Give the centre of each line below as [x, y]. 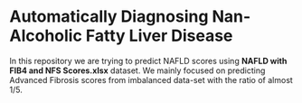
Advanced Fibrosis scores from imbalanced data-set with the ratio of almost [151, 80]
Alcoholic [46, 36]
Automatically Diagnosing [109, 17]
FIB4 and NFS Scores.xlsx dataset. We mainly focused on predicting [137, 70]
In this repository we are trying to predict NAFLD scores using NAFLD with [148, 61]
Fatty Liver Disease [159, 36]
